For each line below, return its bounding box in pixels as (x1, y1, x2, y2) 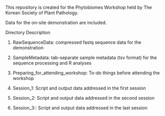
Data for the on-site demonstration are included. (5, 20, 107, 25)
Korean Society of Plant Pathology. (5, 10, 79, 16)
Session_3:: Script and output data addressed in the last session (12, 105, 148, 111)
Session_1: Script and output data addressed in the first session (12, 85, 146, 91)
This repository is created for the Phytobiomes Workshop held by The (5, 5, 152, 10)
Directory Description (5, 30, 51, 35)
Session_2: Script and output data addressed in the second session (12, 95, 155, 101)
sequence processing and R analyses (12, 60, 92, 66)
